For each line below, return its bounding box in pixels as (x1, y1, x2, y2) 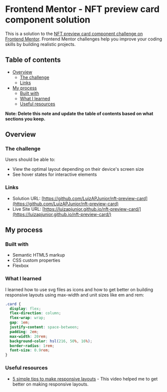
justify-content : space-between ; (9, 325, 79, 330)
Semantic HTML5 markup (12, 252, 65, 258)
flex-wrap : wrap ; (9, 316, 46, 321)
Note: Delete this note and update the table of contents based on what (5, 110, 154, 116)
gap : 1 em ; (9, 320, 30, 325)
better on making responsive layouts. (12, 381, 89, 387)
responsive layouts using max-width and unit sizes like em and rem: (5, 292, 145, 298)
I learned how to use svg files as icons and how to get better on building (5, 286, 154, 293)
